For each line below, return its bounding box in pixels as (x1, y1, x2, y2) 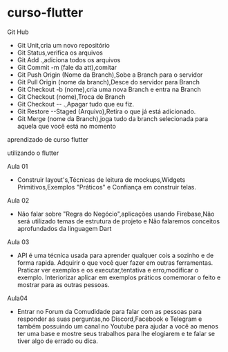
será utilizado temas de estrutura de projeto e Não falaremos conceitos (17, 216, 220, 225)
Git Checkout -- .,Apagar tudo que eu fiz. (17, 100, 135, 108)
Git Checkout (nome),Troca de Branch (17, 92, 126, 101)
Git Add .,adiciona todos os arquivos (17, 55, 121, 64)
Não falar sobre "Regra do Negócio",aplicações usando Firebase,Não (17, 210, 215, 218)
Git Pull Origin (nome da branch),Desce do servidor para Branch (17, 77, 200, 86)
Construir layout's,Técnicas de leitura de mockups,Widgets (17, 175, 186, 184)
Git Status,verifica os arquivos (17, 48, 104, 57)
